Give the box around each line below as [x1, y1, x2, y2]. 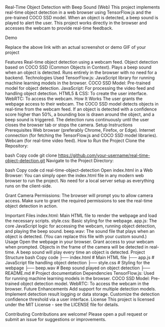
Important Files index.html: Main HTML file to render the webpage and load [5, 213, 157, 218]
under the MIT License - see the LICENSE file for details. [5, 302, 119, 307]
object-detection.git [5, 158, 45, 163]
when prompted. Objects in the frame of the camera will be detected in [5, 244, 149, 250]
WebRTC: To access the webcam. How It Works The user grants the [5, 96, 143, 102]
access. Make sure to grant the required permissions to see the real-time [5, 198, 153, 204]
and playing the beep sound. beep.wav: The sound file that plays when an [5, 228, 155, 234]
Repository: [5, 143, 28, 148]
